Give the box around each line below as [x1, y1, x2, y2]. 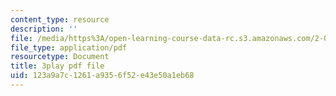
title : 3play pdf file [10, 61, 105, 71]
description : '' [10, 24, 78, 34]
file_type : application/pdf [10, 42, 128, 53]
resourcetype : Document [10, 52, 110, 62]
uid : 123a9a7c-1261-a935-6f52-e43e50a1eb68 [10, 71, 195, 81]
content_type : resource [10, 14, 110, 25]
